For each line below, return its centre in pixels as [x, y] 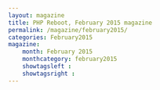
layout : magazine [36, 15]
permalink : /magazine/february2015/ [68, 30]
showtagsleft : [47, 67]
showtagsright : [49, 74]
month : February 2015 [57, 52]
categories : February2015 [50, 37]
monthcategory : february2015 [70, 59]
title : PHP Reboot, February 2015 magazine [80, 23]
